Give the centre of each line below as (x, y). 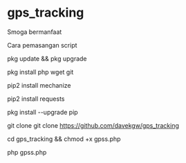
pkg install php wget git (40, 72)
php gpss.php (27, 152)
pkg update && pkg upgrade (47, 58)
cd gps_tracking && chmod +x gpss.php (64, 139)
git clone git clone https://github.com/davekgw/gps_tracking (93, 125)
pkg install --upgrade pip (43, 112)
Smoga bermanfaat (35, 32)
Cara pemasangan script (42, 45)
